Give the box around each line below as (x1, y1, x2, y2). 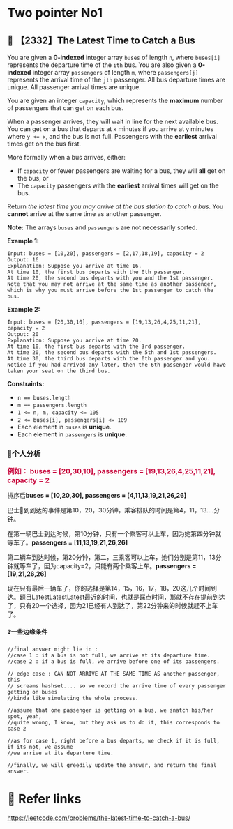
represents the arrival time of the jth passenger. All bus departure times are (7, 75, 225, 84)
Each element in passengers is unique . (17, 430, 128, 439)
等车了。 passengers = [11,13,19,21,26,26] (7, 538, 128, 547)
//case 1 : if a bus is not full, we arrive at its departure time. (7, 652, 211, 659)
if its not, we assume (7, 743, 73, 750)
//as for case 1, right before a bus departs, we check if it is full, (7, 737, 220, 744)
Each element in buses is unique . (17, 423, 112, 431)
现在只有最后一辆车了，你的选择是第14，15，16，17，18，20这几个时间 (7, 584, 211, 593)
